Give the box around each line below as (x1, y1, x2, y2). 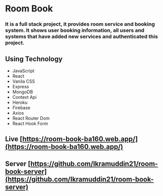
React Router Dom (12, 115, 50, 121)
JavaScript (12, 67, 35, 73)
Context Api (12, 94, 37, 100)
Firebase (12, 105, 31, 111)
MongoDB (12, 89, 33, 95)
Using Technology (5, 55, 63, 63)
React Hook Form (12, 120, 48, 127)
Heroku (12, 99, 28, 105)
